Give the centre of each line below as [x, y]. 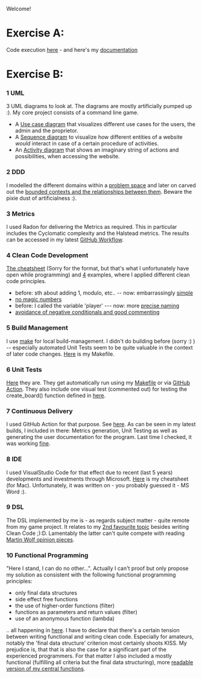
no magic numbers [38, 299]
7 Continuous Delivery [40, 411]
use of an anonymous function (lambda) [65, 619]
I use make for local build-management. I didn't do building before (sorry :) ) [101, 341]
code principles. [26, 281]
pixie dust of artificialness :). [42, 198]
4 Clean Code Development [47, 255]
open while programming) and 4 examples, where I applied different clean [98, 275]
